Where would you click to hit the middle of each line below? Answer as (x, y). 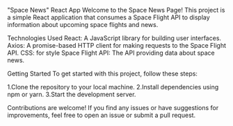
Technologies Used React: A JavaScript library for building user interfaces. (114, 38)
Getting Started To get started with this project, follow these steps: (103, 73)
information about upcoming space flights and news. (83, 25)
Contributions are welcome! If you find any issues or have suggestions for (113, 108)
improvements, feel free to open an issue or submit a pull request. (102, 115)
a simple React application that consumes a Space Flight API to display (109, 17)
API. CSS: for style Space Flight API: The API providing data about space (111, 53)
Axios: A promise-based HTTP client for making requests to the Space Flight (117, 45)
